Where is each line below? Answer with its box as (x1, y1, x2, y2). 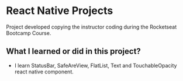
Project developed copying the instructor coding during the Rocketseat (6, 23, 177, 30)
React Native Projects (6, 4, 113, 17)
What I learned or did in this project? (6, 47, 141, 57)
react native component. (14, 68, 74, 75)
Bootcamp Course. (6, 29, 51, 36)
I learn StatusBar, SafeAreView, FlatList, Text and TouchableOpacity (14, 62, 177, 69)
